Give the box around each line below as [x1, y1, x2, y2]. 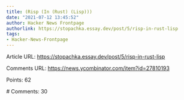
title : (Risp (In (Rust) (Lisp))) [6, 8, 93, 15]
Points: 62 [6, 76, 31, 83]
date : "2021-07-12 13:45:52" [6, 14, 79, 20]
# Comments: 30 [6, 88, 48, 95]
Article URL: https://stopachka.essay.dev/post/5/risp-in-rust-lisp [6, 53, 165, 60]
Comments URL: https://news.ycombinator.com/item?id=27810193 [6, 65, 170, 72]
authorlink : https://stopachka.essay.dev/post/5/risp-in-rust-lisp [6, 25, 179, 32]
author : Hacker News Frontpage [6, 20, 85, 26]
